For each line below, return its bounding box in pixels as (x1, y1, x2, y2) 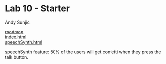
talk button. (5, 54, 29, 60)
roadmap (5, 29, 24, 34)
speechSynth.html (5, 39, 43, 45)
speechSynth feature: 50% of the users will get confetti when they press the (5, 49, 161, 55)
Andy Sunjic (5, 19, 30, 25)
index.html (5, 34, 27, 40)
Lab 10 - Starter (5, 3, 70, 14)
